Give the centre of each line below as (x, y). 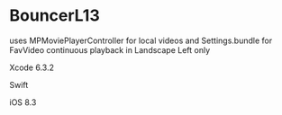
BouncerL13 (55, 16)
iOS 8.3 (23, 102)
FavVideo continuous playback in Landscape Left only (110, 49)
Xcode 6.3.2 (32, 67)
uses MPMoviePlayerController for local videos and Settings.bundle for (141, 40)
